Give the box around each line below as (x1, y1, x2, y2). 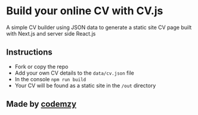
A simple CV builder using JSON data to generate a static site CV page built (6, 24, 192, 31)
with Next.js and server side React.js (6, 30, 96, 37)
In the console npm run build (14, 75, 86, 82)
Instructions (6, 47, 52, 57)
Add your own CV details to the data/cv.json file (14, 69, 134, 76)
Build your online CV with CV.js (6, 4, 163, 18)
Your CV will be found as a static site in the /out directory (14, 82, 156, 89)
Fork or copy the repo (14, 63, 69, 70)
